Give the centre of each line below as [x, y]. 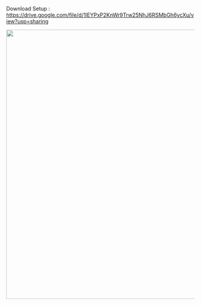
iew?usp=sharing [28, 21]
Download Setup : [28, 9]
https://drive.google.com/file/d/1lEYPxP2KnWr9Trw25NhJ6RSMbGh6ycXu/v [100, 15]
